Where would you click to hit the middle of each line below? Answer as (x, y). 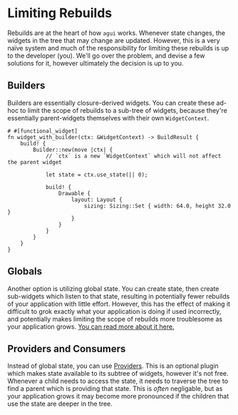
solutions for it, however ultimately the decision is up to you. (95, 63)
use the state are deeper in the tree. (60, 404)
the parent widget (35, 162)
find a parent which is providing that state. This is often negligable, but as (115, 389)
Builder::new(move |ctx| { (73, 150)
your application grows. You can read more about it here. (91, 327)
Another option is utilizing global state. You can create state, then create (113, 288)
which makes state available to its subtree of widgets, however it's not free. (118, 374)
